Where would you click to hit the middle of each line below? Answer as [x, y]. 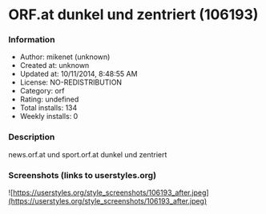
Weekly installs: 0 [49, 117]
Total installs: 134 [48, 108]
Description [32, 137]
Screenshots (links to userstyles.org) [83, 175]
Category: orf [42, 91]
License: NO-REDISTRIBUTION [71, 82]
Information [32, 40]
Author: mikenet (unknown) [65, 57]
